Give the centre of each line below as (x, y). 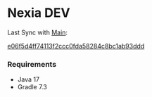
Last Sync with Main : (38, 32)
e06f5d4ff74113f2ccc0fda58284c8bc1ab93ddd (76, 46)
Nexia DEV (39, 13)
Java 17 (28, 79)
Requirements (32, 64)
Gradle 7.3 (32, 87)
